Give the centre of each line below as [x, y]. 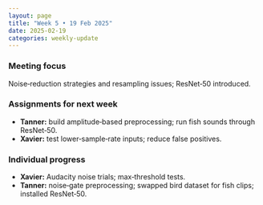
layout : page [30, 16]
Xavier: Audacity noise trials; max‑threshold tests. [103, 177]
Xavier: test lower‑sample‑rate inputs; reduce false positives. [121, 139]
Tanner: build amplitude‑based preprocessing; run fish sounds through [137, 122]
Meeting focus [37, 66]
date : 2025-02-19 [37, 30]
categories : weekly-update [53, 38]
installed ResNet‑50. [53, 194]
